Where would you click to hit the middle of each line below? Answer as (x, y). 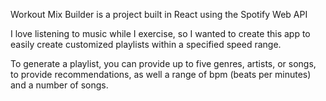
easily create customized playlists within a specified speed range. (146, 44)
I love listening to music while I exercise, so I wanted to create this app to (160, 33)
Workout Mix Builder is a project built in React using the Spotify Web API (159, 14)
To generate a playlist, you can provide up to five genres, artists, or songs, (163, 63)
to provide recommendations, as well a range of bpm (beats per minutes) (161, 74)
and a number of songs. (59, 85)
